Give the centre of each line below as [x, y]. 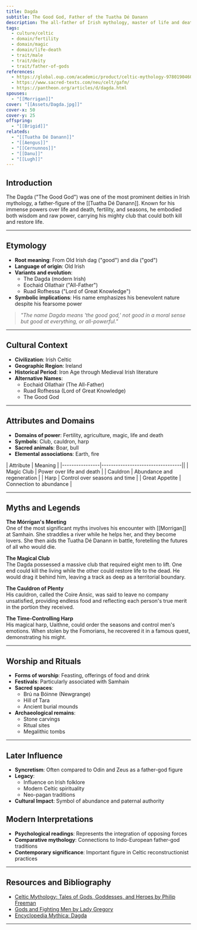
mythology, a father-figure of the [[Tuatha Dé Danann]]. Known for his [90, 203]
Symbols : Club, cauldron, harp [52, 441]
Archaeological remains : [45, 713]
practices [26, 858]
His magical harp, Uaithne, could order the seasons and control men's [91, 625]
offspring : [19, 121]
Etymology [26, 246]
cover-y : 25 [21, 115]
